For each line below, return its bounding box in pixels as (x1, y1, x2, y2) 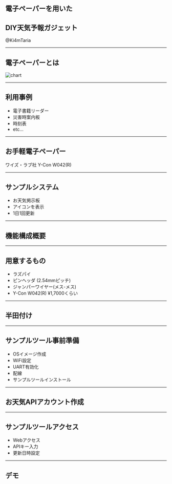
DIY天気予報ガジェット (5, 23, 78, 32)
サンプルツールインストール (12, 376, 72, 383)
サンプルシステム (5, 183, 59, 192)
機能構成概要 (5, 232, 46, 240)
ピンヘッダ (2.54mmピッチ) (12, 278, 71, 284)
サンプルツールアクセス (5, 423, 79, 431)
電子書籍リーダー (12, 108, 49, 114)
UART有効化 (12, 364, 39, 370)
